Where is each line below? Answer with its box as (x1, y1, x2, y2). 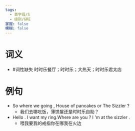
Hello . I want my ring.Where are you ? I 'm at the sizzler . (12, 114, 130, 120)
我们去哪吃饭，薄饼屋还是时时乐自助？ (19, 108, 99, 114)
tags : (5, 7, 16, 12)
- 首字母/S (9, 12, 30, 17)
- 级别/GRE (9, 16, 31, 21)
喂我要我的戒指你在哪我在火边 (19, 120, 81, 126)
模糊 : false (5, 26, 28, 31)
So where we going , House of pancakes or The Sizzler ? (12, 103, 130, 108)
